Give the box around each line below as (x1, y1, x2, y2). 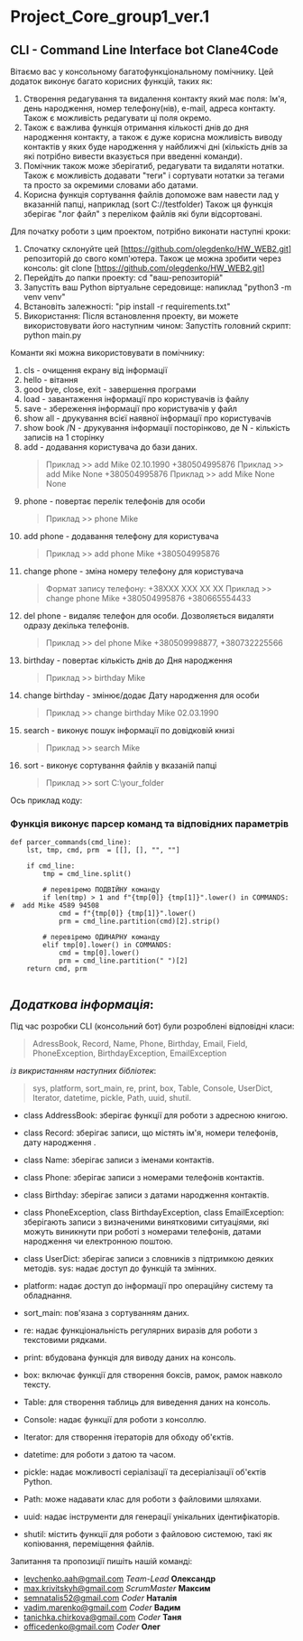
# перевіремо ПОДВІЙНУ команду (42, 885, 161, 895)
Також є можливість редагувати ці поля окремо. (23, 113, 212, 123)
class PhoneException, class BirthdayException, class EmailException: (23, 1207, 285, 1218)
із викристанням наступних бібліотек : (10, 1066, 157, 1077)
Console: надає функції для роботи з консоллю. (23, 1414, 207, 1425)
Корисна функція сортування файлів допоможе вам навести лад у (23, 190, 280, 200)
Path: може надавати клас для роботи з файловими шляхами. (23, 1494, 262, 1505)
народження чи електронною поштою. (23, 1235, 174, 1247)
